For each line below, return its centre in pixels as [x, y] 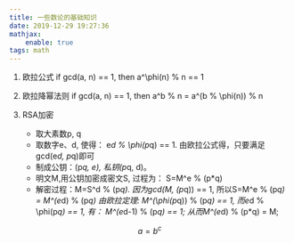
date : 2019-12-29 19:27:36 [59, 26]
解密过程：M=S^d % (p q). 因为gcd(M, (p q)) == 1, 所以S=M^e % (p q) [160, 190]
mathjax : [25, 34]
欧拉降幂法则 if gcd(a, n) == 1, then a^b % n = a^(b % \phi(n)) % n [143, 96]
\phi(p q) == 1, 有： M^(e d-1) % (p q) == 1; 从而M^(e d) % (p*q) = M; [157, 212]
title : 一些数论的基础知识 [53, 17]
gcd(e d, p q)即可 [65, 156]
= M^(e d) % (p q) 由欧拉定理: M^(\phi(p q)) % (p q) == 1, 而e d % [150, 200]
